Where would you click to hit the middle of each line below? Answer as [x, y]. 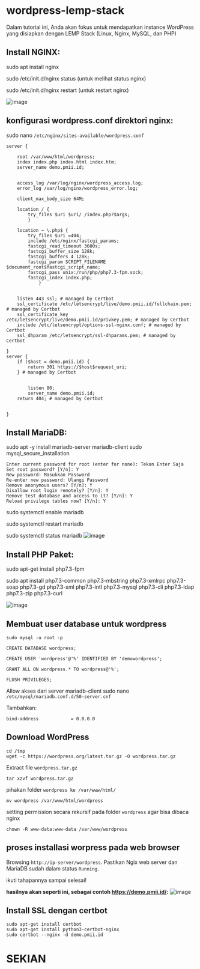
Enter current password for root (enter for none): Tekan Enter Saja [95, 464]
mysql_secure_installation [38, 454]
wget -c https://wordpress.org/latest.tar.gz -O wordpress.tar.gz [91, 756]
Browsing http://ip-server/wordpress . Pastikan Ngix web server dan [92, 862]
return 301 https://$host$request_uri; [78, 367]
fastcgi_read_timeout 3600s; [64, 246]
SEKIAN [26, 958]
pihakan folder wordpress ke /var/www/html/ [61, 789]
